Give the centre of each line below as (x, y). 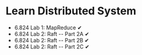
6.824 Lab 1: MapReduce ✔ (48, 27)
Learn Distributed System (71, 11)
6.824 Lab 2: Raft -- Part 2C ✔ (52, 47)
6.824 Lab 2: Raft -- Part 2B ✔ (52, 40)
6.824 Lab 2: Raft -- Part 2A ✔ (52, 33)
